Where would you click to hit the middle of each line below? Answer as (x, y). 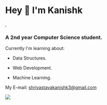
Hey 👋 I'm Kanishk (44, 10)
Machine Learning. (32, 78)
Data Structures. (29, 58)
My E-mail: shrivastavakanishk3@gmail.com (51, 87)
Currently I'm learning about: (35, 48)
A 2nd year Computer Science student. (54, 37)
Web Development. (32, 68)
